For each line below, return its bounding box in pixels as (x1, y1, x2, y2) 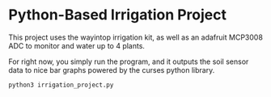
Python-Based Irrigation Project (8, 6, 227, 24)
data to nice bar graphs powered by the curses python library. (8, 65, 215, 74)
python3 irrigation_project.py (8, 81, 114, 89)
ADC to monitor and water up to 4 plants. (8, 40, 146, 50)
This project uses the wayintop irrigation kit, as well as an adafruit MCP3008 (8, 32, 263, 42)
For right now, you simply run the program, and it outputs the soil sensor (8, 57, 249, 66)
